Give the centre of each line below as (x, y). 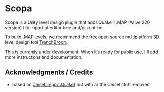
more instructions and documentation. (44, 57)
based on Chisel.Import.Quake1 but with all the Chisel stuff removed (81, 84)
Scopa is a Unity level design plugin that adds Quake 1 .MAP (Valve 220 (78, 22)
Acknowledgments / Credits (49, 73)
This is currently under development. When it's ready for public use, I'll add (82, 52)
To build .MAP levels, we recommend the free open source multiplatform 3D (82, 37)
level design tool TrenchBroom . (37, 42)
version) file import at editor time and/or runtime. (55, 27)
